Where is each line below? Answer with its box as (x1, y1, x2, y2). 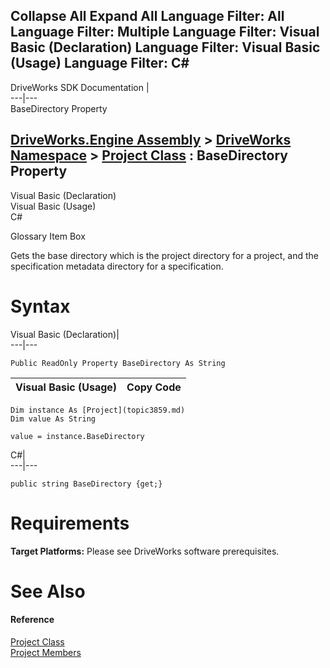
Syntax (10, 295, 71, 318)
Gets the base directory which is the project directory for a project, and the (10, 249, 320, 261)
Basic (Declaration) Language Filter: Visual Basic (10, 39, 321, 56)
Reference (10, 614, 55, 626)
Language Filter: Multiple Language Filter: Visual (10, 24, 320, 41)
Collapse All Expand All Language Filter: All (10, 8, 285, 25)
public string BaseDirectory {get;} (10, 479, 163, 489)
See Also (10, 580, 86, 603)
